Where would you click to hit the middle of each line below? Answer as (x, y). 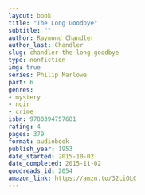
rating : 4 (25, 127)
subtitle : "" (30, 30)
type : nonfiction (37, 60)
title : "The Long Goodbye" (53, 23)
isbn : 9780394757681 (43, 119)
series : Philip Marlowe (48, 75)
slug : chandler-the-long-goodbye (64, 53)
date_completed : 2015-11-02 (55, 164)
